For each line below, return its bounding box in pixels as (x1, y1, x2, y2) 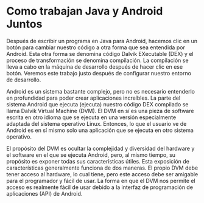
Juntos (6, 17, 43, 31)
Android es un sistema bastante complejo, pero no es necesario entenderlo (6, 88, 195, 95)
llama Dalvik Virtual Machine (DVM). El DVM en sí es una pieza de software (6, 107, 194, 114)
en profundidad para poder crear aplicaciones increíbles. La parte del (6, 94, 181, 101)
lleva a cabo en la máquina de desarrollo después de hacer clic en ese (6, 63, 183, 71)
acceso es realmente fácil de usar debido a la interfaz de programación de (6, 184, 194, 191)
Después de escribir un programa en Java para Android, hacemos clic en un (6, 37, 198, 44)
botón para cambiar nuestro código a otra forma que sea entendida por (6, 44, 186, 51)
